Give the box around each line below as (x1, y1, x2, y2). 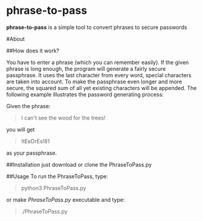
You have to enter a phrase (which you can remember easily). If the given (6, 59, 189, 66)
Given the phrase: (6, 102, 51, 109)
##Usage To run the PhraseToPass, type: (6, 173, 109, 180)
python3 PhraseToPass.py (21, 184, 86, 191)
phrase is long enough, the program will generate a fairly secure (6, 65, 166, 72)
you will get (6, 126, 35, 133)
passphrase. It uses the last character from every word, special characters (6, 71, 192, 78)
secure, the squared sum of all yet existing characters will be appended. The (6, 84, 197, 91)
